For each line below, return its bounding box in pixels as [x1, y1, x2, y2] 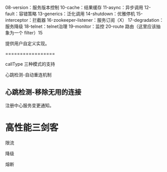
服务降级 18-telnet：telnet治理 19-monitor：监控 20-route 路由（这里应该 [5, 23, 156, 29]
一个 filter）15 [14, 30, 43, 35]
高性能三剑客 [5, 122, 59, 133]
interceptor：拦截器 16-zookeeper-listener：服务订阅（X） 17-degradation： [5, 17, 164, 23]
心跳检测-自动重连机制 [5, 72, 52, 77]
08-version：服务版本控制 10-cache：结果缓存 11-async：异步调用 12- [5, 5, 151, 10]
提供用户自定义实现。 [5, 40, 49, 47]
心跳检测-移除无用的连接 [5, 88, 82, 97]
